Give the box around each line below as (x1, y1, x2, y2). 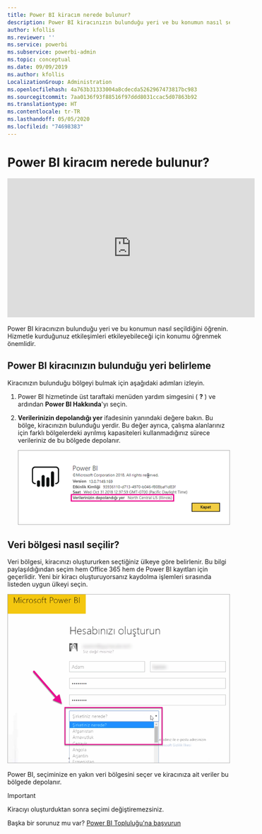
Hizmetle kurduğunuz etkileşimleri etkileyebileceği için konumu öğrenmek (7, 332, 222, 340)
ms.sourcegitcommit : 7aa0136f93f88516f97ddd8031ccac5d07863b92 (7, 93, 198, 100)
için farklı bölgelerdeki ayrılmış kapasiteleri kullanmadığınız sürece (17, 428, 210, 437)
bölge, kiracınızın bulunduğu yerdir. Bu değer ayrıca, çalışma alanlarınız (17, 421, 225, 429)
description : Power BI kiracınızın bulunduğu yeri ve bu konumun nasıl (7, 18, 222, 26)
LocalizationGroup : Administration (7, 78, 112, 85)
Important (7, 791, 36, 799)
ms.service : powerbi (7, 41, 69, 49)
